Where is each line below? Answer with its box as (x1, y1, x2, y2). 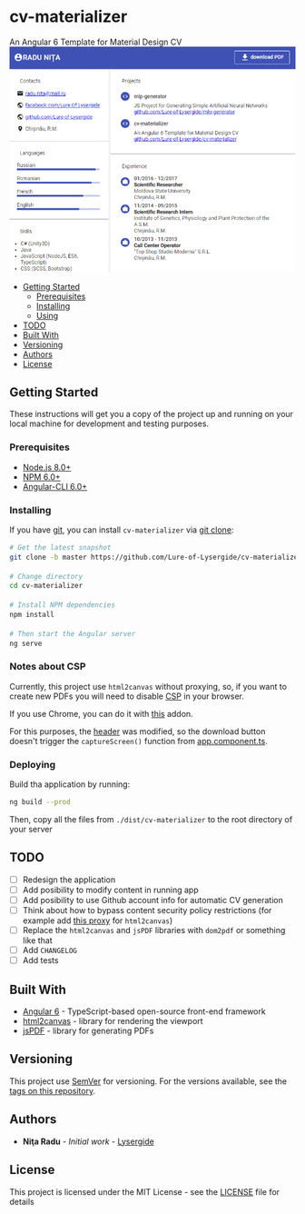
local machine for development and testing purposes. (9, 418, 210, 429)
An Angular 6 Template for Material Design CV (9, 36, 182, 47)
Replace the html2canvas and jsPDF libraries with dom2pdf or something (22, 925, 286, 936)
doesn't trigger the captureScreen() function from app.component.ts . (9, 735, 268, 746)
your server (9, 824, 53, 835)
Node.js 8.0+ (22, 462, 72, 473)
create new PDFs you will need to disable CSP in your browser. (9, 691, 245, 702)
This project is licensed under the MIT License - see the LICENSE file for (9, 1186, 280, 1197)
